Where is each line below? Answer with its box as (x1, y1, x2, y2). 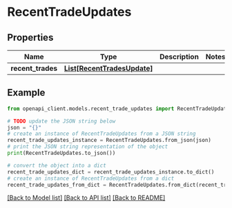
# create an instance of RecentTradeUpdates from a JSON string (7, 130, 196, 138)
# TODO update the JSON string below (7, 118, 116, 125)
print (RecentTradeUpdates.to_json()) (7, 149, 116, 157)
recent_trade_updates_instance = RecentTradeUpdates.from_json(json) (7, 137, 212, 144)
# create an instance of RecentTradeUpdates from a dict (7, 175, 175, 182)
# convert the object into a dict (7, 162, 107, 169)
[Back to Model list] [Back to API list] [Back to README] (7, 194, 166, 202)
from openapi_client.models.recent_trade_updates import (7, 105, 175, 112)
